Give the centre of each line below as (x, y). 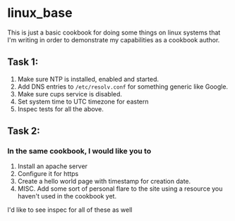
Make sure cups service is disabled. (70, 94)
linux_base (40, 13)
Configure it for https (48, 174)
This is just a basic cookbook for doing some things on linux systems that (114, 32)
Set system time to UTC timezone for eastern (83, 101)
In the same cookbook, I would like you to (79, 151)
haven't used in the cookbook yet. (67, 196)
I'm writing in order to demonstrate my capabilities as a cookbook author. (114, 39)
